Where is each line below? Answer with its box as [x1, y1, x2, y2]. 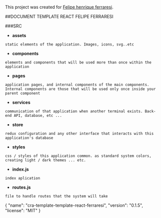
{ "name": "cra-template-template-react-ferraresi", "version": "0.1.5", [5, 202, 143, 208]
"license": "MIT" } [5, 208, 40, 213]
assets [12, 33, 26, 38]
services [12, 100, 31, 105]
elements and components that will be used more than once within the [5, 60, 152, 65]
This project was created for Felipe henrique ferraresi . [5, 4, 114, 10]
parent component [5, 91, 40, 96]
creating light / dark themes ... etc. [5, 158, 86, 163]
